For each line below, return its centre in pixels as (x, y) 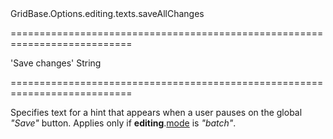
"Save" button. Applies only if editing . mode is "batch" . (123, 123)
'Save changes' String (56, 63)
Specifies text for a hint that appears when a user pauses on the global (156, 112)
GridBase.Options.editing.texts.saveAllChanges (107, 13)
